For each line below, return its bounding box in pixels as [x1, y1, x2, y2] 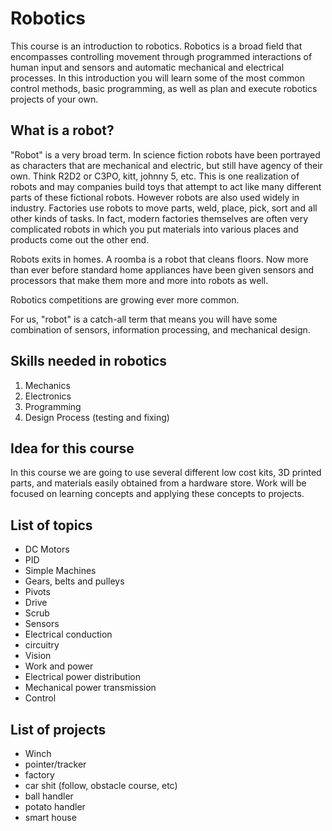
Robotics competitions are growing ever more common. [10, 293, 240, 306]
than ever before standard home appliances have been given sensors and [10, 263, 315, 276]
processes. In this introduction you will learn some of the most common [10, 72, 305, 84]
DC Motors [24, 543, 70, 556]
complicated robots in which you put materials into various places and [10, 223, 299, 235]
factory [24, 769, 55, 781]
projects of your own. [10, 93, 99, 105]
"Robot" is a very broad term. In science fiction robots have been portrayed [10, 148, 321, 161]
